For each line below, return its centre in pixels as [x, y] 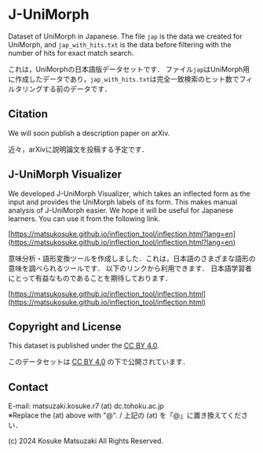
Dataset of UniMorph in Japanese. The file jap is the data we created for [125, 36]
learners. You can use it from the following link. [84, 219]
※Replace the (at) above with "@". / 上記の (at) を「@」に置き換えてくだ [125, 415]
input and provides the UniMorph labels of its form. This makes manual [123, 201]
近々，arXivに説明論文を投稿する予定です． [79, 149]
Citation [28, 114]
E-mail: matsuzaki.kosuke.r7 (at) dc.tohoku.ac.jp [86, 406]
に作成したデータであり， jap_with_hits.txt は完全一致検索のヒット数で [124, 79]
